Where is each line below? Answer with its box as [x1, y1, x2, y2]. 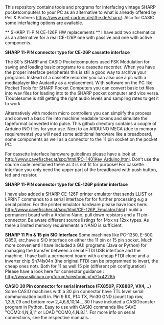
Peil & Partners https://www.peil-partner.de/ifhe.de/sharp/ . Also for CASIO [5, 15, 155, 20]
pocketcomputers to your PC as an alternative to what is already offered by [5, 9, 157, 15]
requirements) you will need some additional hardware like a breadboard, [5, 131, 153, 137]
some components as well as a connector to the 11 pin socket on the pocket [5, 136, 158, 142]
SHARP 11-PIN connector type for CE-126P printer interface [5, 181, 128, 187]
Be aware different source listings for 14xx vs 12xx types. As [27, 217, 149, 223]
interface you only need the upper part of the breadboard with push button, [5, 167, 158, 173]
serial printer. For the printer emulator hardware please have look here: [5, 202, 148, 207]
